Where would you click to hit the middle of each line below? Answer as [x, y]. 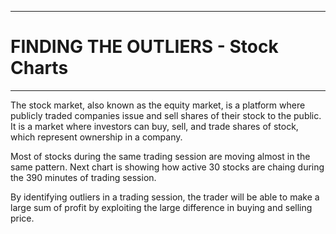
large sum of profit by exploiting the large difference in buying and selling [161, 207]
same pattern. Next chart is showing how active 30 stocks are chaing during [167, 167]
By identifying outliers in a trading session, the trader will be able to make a [165, 197]
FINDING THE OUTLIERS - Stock [144, 47]
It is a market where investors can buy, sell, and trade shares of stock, [154, 126]
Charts [39, 68]
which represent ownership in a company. [96, 137]
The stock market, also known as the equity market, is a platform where [158, 105]
